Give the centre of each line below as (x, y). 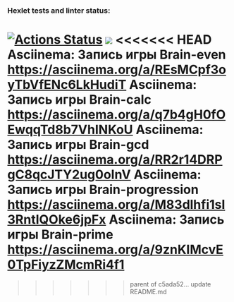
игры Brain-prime (61, 235)
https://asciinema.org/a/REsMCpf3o (117, 70)
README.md (148, 291)
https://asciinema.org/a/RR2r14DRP (115, 160)
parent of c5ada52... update (171, 284)
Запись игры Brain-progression (103, 190)
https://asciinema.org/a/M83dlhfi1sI (116, 205)
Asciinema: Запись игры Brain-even (117, 55)
